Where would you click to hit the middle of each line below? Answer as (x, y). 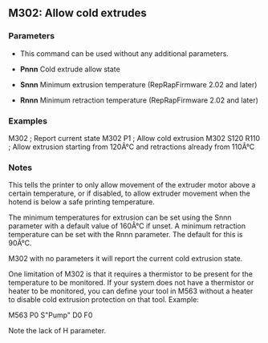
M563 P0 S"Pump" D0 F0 (51, 315)
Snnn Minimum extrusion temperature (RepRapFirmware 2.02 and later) (138, 84)
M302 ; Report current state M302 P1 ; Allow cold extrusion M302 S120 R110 (134, 138)
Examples (28, 121)
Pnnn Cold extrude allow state (70, 69)
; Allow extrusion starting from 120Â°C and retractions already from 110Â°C (132, 147)
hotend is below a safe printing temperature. (81, 202)
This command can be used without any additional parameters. (124, 53)
